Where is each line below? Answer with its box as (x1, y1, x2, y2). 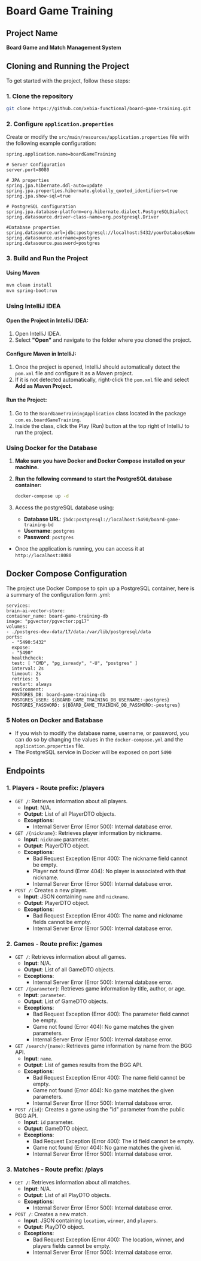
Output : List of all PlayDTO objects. (23, 1192, 111, 1199)
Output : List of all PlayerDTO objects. (23, 810, 116, 818)
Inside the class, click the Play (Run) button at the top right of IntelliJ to (14, 422, 190, 429)
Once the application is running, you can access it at (14, 545, 145, 552)
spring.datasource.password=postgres (6, 241, 100, 247)
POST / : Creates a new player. (14, 886, 88, 894)
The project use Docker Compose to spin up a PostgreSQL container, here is (6, 585, 194, 592)
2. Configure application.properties (6, 120, 114, 128)
